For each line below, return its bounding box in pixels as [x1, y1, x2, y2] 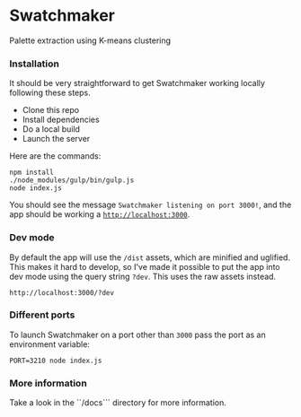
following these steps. [9, 87, 92, 99]
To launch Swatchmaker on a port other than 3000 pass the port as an [9, 329, 267, 340]
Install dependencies [22, 114, 101, 126]
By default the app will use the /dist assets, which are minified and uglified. [9, 252, 290, 263]
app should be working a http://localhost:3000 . [9, 209, 190, 220]
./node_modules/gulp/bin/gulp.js [9, 176, 135, 185]
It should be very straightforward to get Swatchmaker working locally [9, 78, 265, 89]
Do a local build [22, 124, 81, 135]
